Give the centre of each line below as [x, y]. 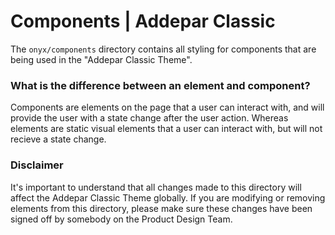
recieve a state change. [58, 139]
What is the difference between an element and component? [160, 85]
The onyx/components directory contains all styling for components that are [163, 49]
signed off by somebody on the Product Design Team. [121, 219]
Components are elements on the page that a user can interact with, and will [167, 107]
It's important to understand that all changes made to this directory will [156, 187]
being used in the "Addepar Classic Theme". [101, 59]
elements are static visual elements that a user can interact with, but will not [166, 129]
